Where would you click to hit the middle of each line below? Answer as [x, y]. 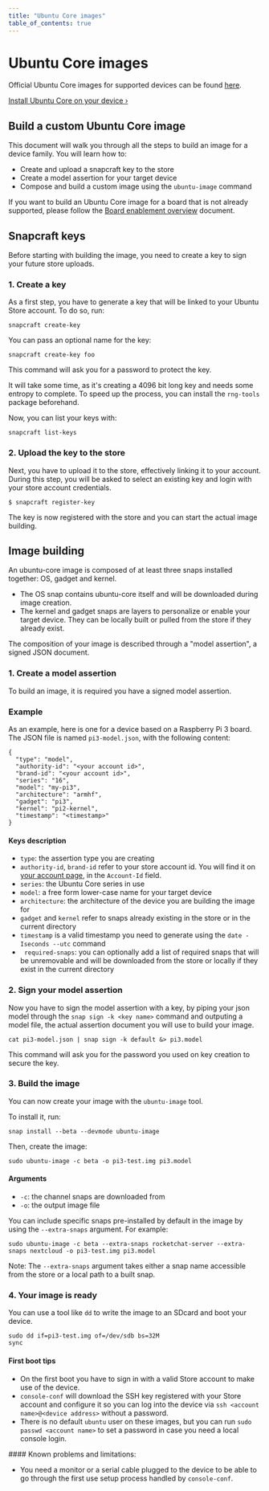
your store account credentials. [60, 488]
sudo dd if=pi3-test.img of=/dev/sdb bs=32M [84, 1336]
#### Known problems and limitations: [72, 1454]
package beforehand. [44, 402]
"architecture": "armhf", [59, 795]
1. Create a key [37, 284]
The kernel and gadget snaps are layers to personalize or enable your [135, 611]
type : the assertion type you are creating [87, 858]
